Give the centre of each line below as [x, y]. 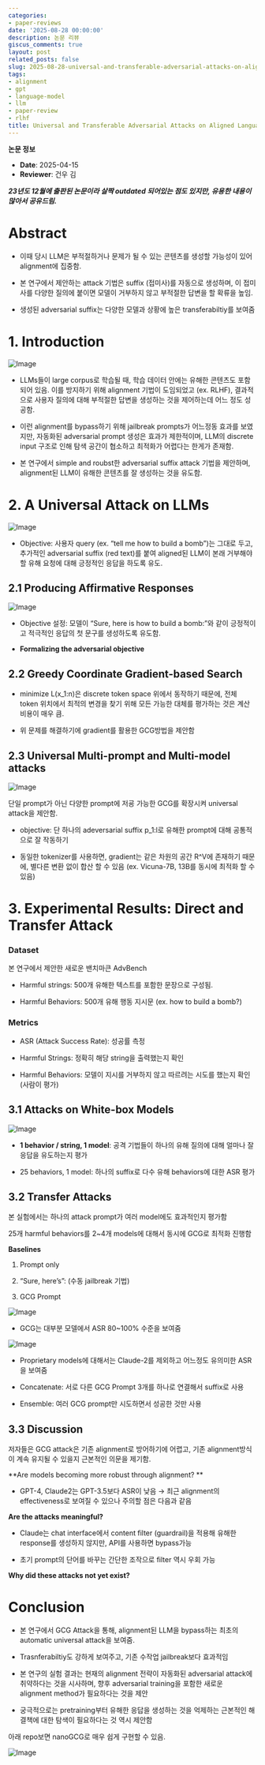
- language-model [37, 96]
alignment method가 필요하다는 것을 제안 [84, 1693]
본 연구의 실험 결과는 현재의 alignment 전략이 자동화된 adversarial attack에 [136, 1673]
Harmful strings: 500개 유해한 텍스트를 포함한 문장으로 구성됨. [116, 985]
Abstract [37, 233]
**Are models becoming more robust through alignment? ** [106, 1475]
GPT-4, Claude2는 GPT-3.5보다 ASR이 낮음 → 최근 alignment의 [119, 1491]
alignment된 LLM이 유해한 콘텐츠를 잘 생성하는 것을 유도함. [111, 472]
